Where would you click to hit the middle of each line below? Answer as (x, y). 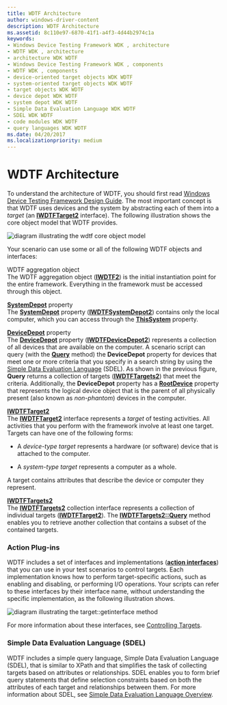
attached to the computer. (53, 454)
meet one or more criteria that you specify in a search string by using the (110, 362)
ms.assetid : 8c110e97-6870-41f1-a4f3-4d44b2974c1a (81, 33)
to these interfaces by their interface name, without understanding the (106, 591)
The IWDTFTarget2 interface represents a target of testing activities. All (108, 419)
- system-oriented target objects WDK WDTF (70, 84)
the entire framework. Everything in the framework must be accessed (105, 284)
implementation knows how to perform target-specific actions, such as (107, 577)
